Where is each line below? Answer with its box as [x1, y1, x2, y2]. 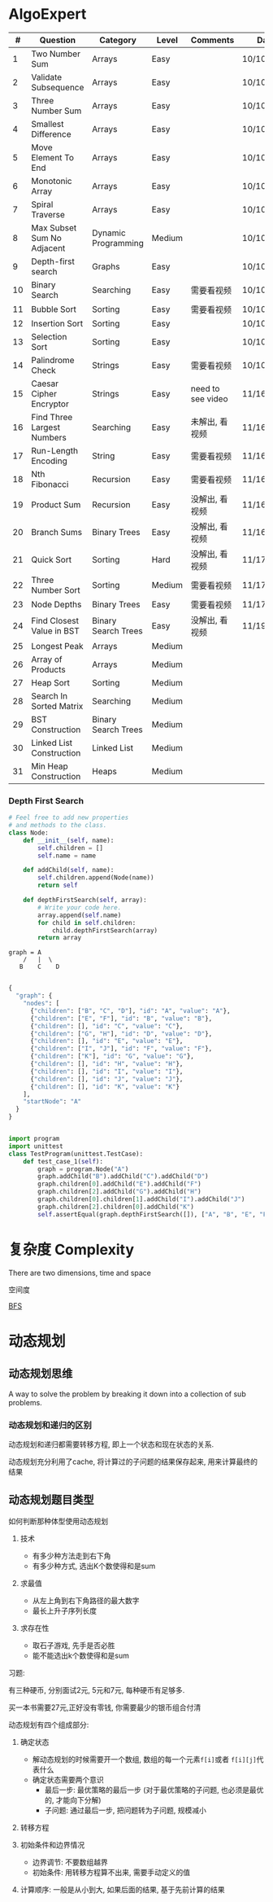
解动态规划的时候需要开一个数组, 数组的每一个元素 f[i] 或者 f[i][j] [32, 1754, 258, 1764]
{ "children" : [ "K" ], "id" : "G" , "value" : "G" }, [29, 1052, 195, 1061]
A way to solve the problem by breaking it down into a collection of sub [8, 1389, 246, 1399]
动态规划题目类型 [8, 1493, 94, 1507]
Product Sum [31, 498, 81, 510]
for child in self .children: [37, 918, 136, 927]
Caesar [31, 378, 59, 389]
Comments [190, 34, 235, 46]
